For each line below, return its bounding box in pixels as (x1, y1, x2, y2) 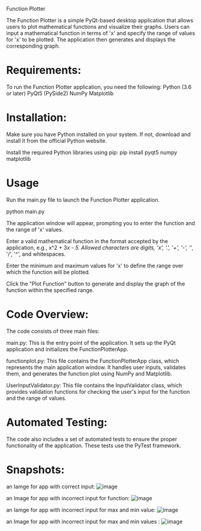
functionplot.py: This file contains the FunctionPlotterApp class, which (6, 357, 179, 364)
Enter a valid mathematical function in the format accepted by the (6, 237, 168, 244)
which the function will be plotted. (6, 268, 90, 276)
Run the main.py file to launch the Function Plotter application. (6, 196, 160, 203)
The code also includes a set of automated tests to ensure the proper (6, 435, 178, 442)
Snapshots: (6, 463, 65, 476)
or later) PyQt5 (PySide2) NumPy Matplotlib (6, 90, 114, 97)
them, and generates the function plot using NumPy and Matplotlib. (6, 370, 173, 377)
